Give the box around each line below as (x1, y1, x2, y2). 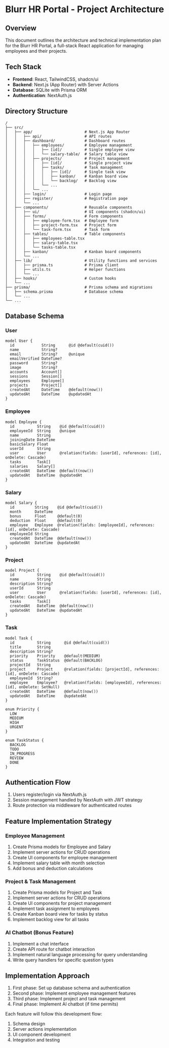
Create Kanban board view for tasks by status (12, 911, 108, 917)
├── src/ (5, 125, 24, 130)
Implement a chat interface (12, 940, 69, 947)
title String (10, 644, 51, 650)
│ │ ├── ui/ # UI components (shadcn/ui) (5, 209, 146, 214)
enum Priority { (5, 707, 39, 712)
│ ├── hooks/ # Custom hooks (5, 275, 116, 281)
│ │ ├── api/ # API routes (5, 133, 112, 139)
